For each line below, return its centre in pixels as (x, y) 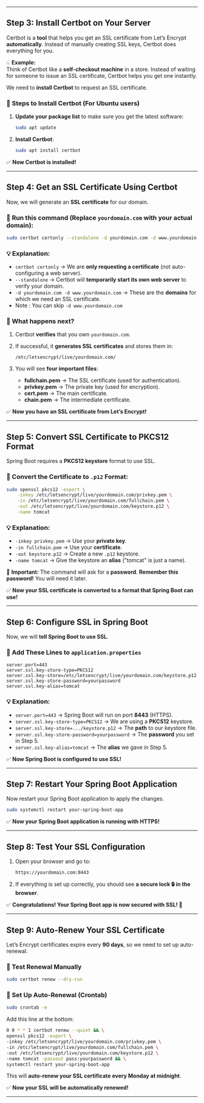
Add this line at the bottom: (40, 1019)
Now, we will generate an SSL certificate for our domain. (77, 202)
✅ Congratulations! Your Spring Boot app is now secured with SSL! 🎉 (94, 905)
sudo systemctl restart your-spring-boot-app (65, 810)
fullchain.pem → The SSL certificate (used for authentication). (102, 380)
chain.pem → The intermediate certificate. (77, 400)
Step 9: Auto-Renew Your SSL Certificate (86, 930)
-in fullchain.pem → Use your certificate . (69, 548)
